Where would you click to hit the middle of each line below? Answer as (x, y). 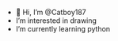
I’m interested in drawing (56, 20)
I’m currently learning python (63, 29)
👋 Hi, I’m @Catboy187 (51, 12)
